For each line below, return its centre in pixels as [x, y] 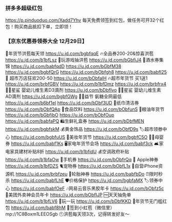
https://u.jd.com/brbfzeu [41, 174]
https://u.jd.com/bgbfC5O [120, 137]
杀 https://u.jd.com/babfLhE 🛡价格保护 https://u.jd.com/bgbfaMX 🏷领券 [82, 180]
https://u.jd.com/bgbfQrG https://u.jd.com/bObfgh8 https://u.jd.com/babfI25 [86, 72]
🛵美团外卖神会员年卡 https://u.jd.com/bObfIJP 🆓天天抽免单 [68, 195]
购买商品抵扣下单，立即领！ [43, 27]
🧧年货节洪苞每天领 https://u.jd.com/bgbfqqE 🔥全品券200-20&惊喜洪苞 [80, 53]
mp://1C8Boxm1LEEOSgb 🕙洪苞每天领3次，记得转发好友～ [68, 214]
